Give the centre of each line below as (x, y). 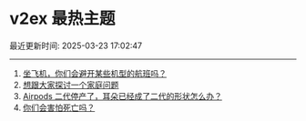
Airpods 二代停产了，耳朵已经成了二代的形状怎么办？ (122, 96)
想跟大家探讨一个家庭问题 (71, 85)
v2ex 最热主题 (62, 19)
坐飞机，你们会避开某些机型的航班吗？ (94, 73)
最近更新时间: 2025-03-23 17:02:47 (76, 45)
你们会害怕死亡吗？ (59, 107)
